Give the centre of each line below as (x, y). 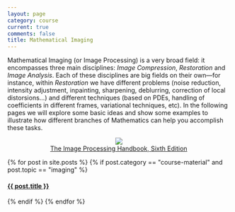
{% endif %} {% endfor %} (46, 201)
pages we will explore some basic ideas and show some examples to (108, 113)
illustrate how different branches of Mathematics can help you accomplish (115, 120)
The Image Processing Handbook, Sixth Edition (119, 148)
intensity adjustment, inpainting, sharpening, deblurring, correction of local (116, 90)
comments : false (31, 34)
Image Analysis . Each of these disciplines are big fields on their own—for (114, 76)
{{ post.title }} (28, 186)
